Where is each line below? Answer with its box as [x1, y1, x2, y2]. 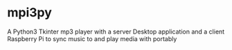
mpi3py [7, 5, 52, 21]
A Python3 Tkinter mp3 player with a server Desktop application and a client [7, 27, 225, 36]
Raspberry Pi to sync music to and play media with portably [7, 34, 177, 42]
